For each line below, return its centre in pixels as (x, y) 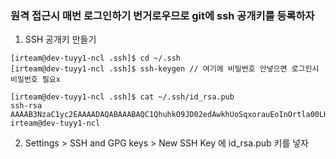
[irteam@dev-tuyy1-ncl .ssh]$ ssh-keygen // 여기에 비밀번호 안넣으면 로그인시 (165, 69)
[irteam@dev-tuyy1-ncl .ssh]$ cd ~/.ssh (96, 58)
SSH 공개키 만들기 (60, 39)
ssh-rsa (26, 106)
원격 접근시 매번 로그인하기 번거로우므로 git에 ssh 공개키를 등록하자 (162, 15)
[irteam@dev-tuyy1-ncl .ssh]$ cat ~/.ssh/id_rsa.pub (122, 97)
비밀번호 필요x (35, 80)
